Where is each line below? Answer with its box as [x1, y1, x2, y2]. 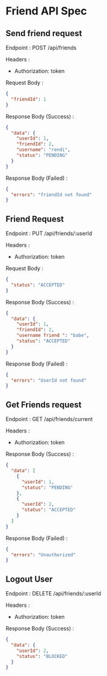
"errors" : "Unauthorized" [11, 552, 76, 558]
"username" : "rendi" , [16, 147, 70, 153]
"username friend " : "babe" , [16, 333, 90, 339]
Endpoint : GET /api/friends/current [5, 416, 93, 423]
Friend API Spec [5, 4, 88, 18]
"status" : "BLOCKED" [16, 653, 68, 659]
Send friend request [5, 28, 82, 38]
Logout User [5, 574, 53, 584]
